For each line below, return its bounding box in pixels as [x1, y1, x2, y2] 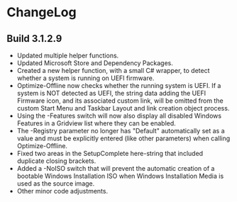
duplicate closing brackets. [16, 157, 97, 165]
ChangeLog [6, 4, 77, 21]
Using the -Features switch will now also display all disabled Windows [16, 111, 221, 120]
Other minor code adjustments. [16, 187, 108, 195]
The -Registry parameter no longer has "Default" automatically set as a [16, 127, 225, 135]
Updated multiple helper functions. [16, 51, 119, 60]
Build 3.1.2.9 [6, 33, 62, 45]
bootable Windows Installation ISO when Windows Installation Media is [16, 172, 224, 180]
